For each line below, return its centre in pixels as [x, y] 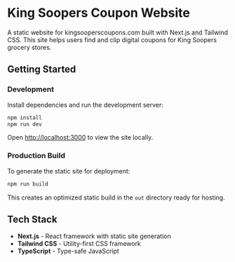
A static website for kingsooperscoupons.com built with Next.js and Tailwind [118, 32]
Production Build [36, 156]
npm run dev [25, 124]
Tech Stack [32, 219]
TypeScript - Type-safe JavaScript [68, 251]
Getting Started [42, 69]
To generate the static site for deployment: [69, 171]
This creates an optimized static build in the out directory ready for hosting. [116, 197]
